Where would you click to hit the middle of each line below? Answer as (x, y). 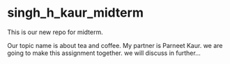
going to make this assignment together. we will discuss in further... (104, 53)
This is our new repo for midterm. (55, 32)
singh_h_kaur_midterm (76, 13)
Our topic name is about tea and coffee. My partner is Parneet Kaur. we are (115, 45)
